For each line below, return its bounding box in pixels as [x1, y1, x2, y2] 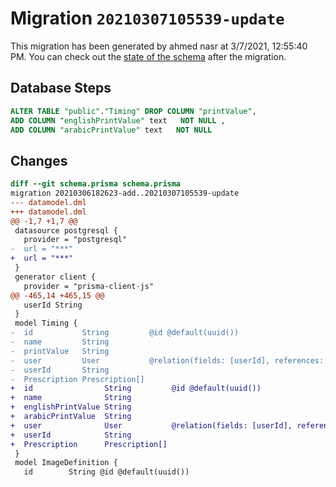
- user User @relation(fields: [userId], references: [10, 355, 325, 366]
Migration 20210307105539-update [10, 7, 285, 30]
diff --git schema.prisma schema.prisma [10, 179, 182, 189]
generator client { [14, 272, 97, 282]
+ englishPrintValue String [10, 402, 132, 412]
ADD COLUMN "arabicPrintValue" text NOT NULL [10, 125, 213, 135]
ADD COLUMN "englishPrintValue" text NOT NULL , [10, 115, 226, 126]
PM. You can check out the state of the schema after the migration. [10, 50, 287, 62]
